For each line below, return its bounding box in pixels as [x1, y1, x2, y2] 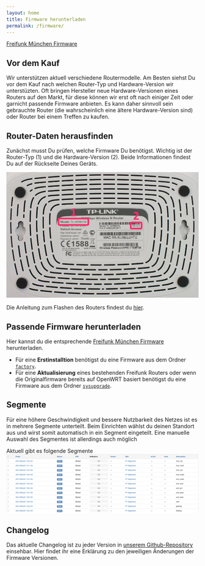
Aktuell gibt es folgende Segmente [6, 447, 93, 454]
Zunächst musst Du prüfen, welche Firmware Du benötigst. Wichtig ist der [6, 147, 193, 154]
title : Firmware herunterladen [6, 16, 86, 23]
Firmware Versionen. [6, 554, 59, 562]
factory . [15, 362, 37, 369]
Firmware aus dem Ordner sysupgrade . [15, 382, 112, 389]
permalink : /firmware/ [6, 23, 64, 29]
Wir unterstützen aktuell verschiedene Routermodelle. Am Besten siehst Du [6, 74, 195, 82]
